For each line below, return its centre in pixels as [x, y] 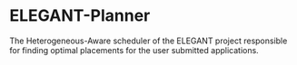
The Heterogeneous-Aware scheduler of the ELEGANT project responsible [148, 41]
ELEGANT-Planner [80, 16]
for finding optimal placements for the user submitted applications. [134, 50]
